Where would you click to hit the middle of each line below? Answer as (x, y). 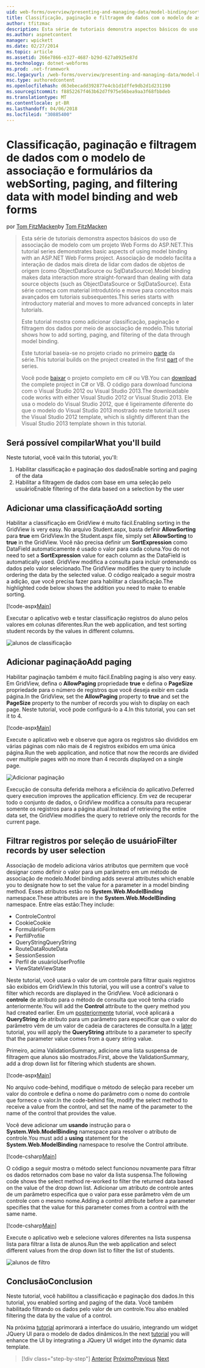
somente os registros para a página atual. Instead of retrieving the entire (96, 809)
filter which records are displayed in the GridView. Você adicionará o (92, 993)
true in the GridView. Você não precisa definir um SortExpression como (97, 542)
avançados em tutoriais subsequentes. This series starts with (97, 297)
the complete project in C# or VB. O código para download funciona (107, 385)
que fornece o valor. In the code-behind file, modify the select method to (97, 1100)
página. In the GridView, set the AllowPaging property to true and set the (98, 696)
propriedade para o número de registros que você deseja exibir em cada (97, 690)
